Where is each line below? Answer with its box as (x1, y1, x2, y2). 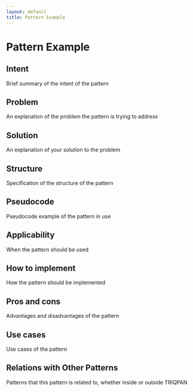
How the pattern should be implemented (6, 279, 106, 286)
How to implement (6, 263, 76, 273)
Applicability (6, 230, 55, 240)
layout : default (6, 8, 47, 15)
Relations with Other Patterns (6, 363, 118, 373)
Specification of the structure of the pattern (6, 179, 114, 186)
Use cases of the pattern (6, 345, 68, 353)
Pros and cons (6, 296, 61, 306)
